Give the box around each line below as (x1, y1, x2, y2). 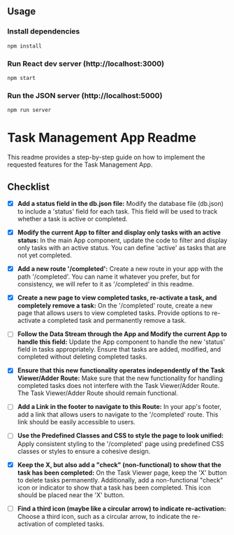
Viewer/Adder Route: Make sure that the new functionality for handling (17, 374, 224, 382)
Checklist (7, 181, 50, 193)
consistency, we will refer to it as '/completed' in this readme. (17, 280, 194, 289)
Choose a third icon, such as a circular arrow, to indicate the (17, 512, 191, 520)
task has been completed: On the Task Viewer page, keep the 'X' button (17, 468, 227, 477)
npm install (7, 42, 42, 50)
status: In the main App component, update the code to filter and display (17, 236, 228, 244)
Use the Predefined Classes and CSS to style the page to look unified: (17, 431, 224, 440)
